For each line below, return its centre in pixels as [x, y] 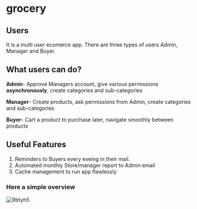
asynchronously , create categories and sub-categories [74, 90]
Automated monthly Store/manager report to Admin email [85, 165]
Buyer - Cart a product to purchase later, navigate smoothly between [90, 119]
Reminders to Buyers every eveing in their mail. [72, 159]
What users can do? [44, 70]
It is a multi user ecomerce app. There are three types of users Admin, [92, 45]
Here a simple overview [41, 187]
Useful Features [36, 145]
